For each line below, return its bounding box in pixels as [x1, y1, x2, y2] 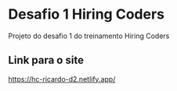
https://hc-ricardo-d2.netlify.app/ [8, 74, 116, 83]
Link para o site [8, 54, 85, 67]
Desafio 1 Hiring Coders [8, 5, 164, 23]
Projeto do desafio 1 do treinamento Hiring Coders [8, 31, 170, 40]
